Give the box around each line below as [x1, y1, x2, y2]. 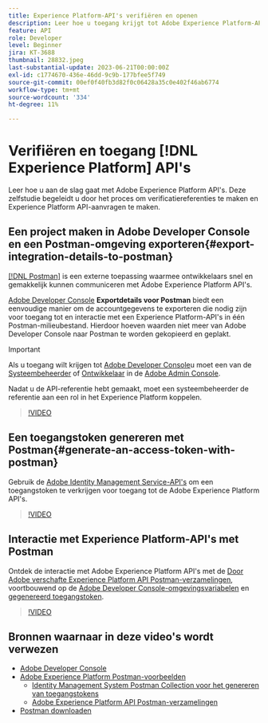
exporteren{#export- [148, 238, 255, 251]
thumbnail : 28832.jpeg [8, 57, 84, 65]
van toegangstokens [31, 689, 100, 698]
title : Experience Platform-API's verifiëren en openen [8, 11, 198, 20]
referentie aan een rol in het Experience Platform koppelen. [8, 392, 202, 402]
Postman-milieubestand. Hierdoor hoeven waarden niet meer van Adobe [8, 320, 247, 330]
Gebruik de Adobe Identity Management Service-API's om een [8, 477, 214, 486]
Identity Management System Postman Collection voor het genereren [31, 681, 259, 690]
